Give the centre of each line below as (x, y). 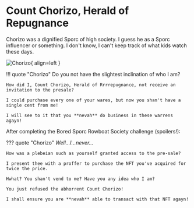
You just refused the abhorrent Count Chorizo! (65, 189)
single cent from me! (32, 105)
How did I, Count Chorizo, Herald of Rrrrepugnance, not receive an (91, 85)
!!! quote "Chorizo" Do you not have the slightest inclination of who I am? (93, 74)
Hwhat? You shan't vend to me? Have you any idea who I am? (81, 179)
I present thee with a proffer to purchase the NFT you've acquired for (96, 163)
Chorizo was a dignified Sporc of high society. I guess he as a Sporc (88, 39)
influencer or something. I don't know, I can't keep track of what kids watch (97, 45)
